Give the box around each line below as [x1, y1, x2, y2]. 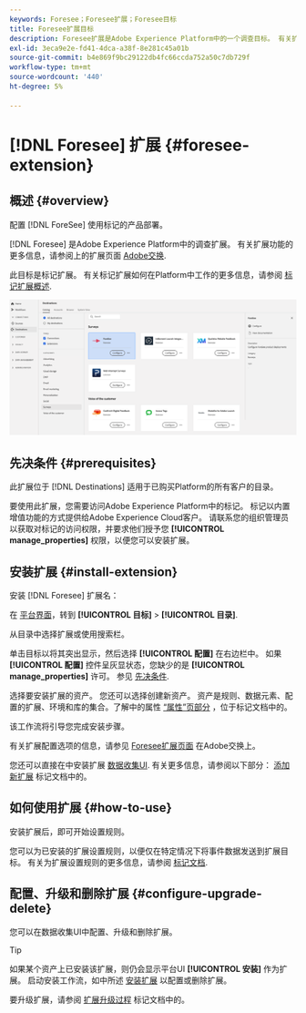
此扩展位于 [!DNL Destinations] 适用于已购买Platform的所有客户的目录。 [9, 481, 279, 492]
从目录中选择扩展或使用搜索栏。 [9, 629, 129, 640]
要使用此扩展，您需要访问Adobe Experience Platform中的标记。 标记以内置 [9, 501, 291, 512]
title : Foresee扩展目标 [9, 24, 94, 34]
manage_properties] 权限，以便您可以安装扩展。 [9, 535, 195, 546]
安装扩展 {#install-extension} [9, 564, 178, 579]
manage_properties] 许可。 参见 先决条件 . [9, 670, 170, 681]
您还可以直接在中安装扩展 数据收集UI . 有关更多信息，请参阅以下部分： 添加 [9, 759, 291, 770]
